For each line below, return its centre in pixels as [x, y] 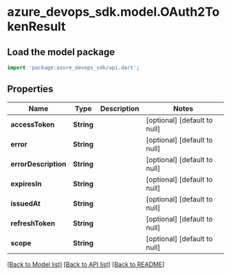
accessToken [33, 124]
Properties [30, 89]
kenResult [36, 26]
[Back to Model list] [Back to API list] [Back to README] [86, 264]
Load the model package [61, 52]
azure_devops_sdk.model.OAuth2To [113, 12]
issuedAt [26, 203]
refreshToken [33, 223]
